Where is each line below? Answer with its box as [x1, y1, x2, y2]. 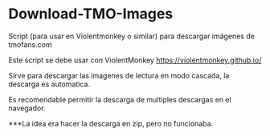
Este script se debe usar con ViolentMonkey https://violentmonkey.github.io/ [8, 55, 262, 65]
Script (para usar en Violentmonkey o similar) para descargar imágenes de [8, 31, 256, 41]
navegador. [8, 103, 46, 113]
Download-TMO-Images [8, 5, 174, 23]
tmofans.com [8, 39, 52, 49]
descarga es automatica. [8, 79, 91, 89]
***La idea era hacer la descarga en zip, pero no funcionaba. [8, 118, 214, 128]
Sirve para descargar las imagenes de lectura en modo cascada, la [8, 70, 230, 80]
